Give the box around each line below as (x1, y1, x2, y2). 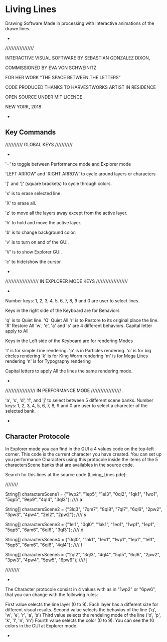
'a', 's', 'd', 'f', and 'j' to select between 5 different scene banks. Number (5, 397, 154, 403)
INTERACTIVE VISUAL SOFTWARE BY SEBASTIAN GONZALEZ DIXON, (5, 54, 150, 61)
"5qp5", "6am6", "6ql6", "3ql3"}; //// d (5, 527, 84, 533)
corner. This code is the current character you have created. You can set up (5, 451, 162, 457)
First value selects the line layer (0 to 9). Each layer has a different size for (5, 601, 158, 607)
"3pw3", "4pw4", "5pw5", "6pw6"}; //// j (5, 557, 88, 563)
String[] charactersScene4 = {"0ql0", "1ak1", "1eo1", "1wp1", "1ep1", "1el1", (5, 536, 155, 542)
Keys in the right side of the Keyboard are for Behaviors (5, 307, 120, 313)
